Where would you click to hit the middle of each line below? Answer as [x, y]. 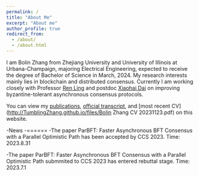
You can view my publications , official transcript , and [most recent [88, 106]
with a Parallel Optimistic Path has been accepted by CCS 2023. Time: [93, 136]
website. [17, 118]
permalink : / [23, 12]
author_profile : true [33, 29]
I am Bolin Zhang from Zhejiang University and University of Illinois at [92, 62]
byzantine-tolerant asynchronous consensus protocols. [75, 94]
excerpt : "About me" [32, 23]
